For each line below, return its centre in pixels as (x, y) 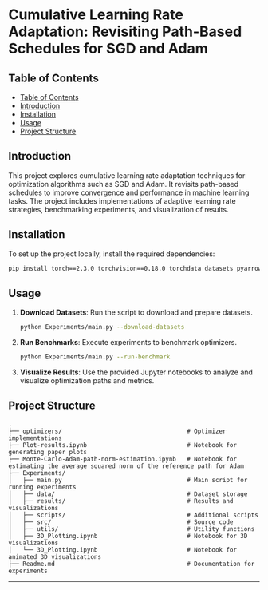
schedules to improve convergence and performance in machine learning (129, 192)
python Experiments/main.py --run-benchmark (95, 357)
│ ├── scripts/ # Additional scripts (134, 515)
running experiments (43, 487)
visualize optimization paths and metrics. (87, 381)
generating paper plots (48, 452)
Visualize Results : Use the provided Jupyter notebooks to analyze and (136, 372)
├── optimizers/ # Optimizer (117, 431)
